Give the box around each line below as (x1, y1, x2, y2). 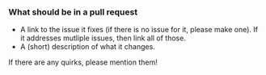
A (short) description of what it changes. (19, 42, 155, 52)
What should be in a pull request (8, 6, 138, 18)
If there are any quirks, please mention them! (8, 57, 158, 67)
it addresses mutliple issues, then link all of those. (19, 33, 186, 43)
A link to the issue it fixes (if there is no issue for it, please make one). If (19, 25, 259, 35)
